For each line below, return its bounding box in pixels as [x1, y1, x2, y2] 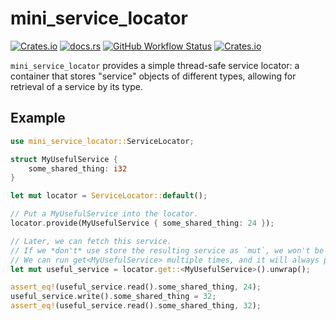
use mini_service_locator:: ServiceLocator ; [10, 136, 195, 146]
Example [10, 110, 66, 127]
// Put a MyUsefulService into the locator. [10, 209, 199, 219]
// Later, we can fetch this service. [10, 236, 172, 246]
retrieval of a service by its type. [10, 80, 143, 92]
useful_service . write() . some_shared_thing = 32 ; [10, 292, 217, 302]
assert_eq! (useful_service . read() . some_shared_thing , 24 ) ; [10, 282, 262, 292]
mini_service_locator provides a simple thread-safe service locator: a [10, 59, 300, 71]
